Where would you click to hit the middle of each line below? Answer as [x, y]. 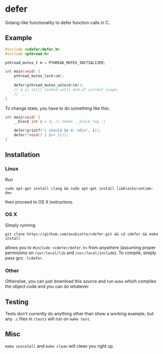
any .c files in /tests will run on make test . [48, 319]
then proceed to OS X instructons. [39, 202]
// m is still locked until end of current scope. [66, 90]
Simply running [20, 225]
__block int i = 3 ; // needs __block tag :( [60, 122]
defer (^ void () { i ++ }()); [41, 135]
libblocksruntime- [135, 189]
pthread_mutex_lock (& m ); [39, 76]
